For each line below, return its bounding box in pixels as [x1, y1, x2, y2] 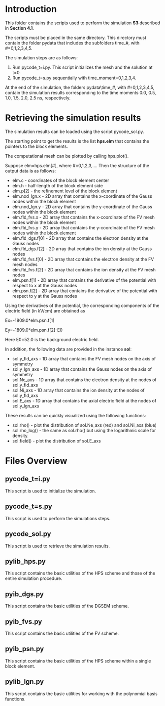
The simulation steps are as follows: [5, 54, 78, 60]
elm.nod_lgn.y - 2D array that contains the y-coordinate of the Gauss [12, 204, 153, 210]
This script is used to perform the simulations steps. [5, 515, 111, 521]
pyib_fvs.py [5, 617, 42, 626]
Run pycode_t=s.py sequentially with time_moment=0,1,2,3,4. [12, 75, 136, 81]
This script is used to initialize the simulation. [5, 488, 96, 494]
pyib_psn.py [5, 645, 44, 653]
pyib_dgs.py [5, 590, 44, 598]
